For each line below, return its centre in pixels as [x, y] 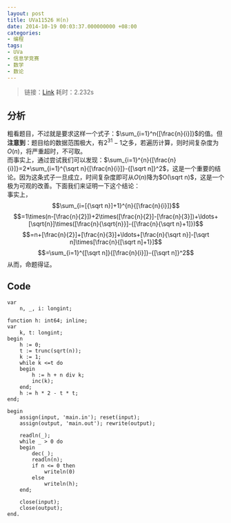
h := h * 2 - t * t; [49, 393]
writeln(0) [60, 472]
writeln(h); [61, 484]
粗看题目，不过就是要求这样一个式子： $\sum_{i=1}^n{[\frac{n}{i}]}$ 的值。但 [115, 134]
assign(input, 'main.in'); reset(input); [80, 417]
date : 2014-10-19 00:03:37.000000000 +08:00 [72, 26]
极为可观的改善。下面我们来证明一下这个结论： [73, 186]
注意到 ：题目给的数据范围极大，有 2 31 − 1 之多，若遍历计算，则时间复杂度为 [113, 142]
